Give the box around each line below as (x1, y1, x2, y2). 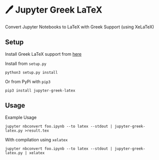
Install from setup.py (5, 60, 46, 67)
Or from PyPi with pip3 (5, 78, 51, 84)
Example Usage (5, 114, 37, 120)
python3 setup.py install (5, 70, 58, 75)
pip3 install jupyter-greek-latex (5, 88, 76, 93)
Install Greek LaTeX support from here (5, 51, 82, 57)
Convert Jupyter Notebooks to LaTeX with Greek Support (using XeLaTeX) (5, 23, 154, 30)
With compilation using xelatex (5, 137, 68, 142)
